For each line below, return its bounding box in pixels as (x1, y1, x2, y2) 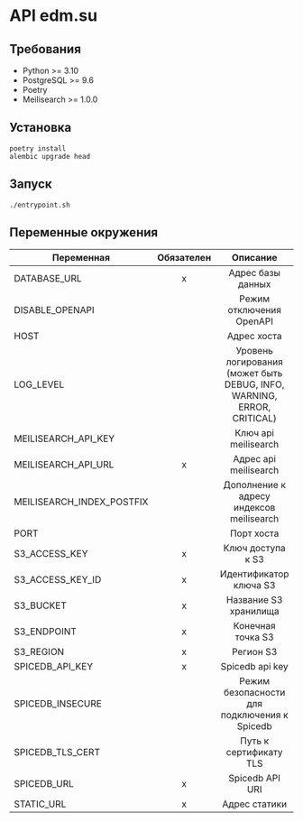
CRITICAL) (232, 412, 278, 425)
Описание (231, 252, 278, 264)
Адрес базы (228, 267, 281, 280)
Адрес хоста (226, 330, 282, 343)
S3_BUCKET (14, 599, 68, 612)
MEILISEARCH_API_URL (14, 458, 115, 471)
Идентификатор (219, 568, 289, 580)
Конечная (233, 620, 277, 633)
